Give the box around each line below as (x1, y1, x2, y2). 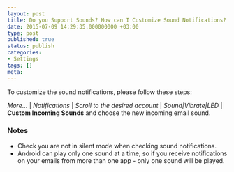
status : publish (7, 42, 54, 49)
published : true (7, 36, 54, 43)
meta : (7, 68, 23, 75)
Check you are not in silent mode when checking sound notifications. (17, 141, 217, 150)
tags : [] (7, 62, 33, 69)
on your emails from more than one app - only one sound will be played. (17, 156, 225, 164)
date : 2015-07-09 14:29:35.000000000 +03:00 (7, 23, 139, 30)
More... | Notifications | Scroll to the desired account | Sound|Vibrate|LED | (7, 101, 223, 109)
